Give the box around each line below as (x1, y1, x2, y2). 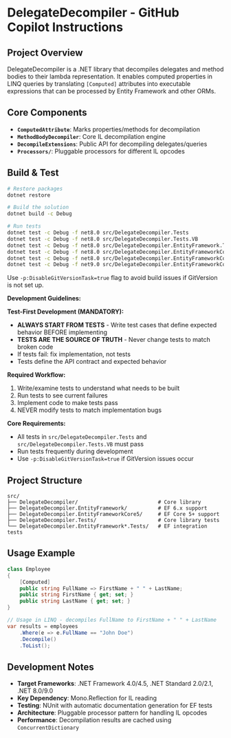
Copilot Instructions (7, 19, 124, 35)
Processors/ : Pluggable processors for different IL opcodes (16, 146, 186, 155)
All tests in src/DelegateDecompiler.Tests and (16, 433, 147, 441)
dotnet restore (7, 191, 51, 199)
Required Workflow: (7, 371, 66, 379)
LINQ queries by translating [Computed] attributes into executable (7, 80, 191, 87)
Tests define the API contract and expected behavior (16, 358, 167, 366)
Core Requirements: (7, 420, 66, 428)
